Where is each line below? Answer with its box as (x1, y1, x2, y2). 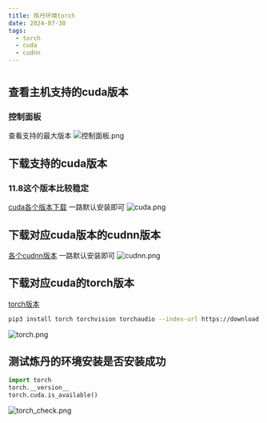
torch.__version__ (8, 384, 70, 392)
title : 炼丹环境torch (8, 11, 76, 20)
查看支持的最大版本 (8, 131, 72, 141)
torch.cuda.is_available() (8, 391, 98, 400)
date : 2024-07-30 (8, 19, 66, 27)
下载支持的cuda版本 (8, 157, 108, 170)
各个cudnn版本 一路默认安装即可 (8, 250, 116, 260)
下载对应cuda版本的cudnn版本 (8, 228, 161, 241)
